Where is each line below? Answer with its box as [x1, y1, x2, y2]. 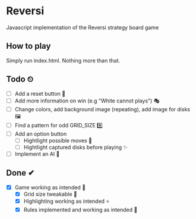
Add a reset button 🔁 [14, 90, 66, 97]
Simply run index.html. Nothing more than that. [6, 57, 121, 64]
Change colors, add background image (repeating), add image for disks [14, 105, 190, 112]
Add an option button [14, 130, 67, 137]
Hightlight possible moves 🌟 [23, 137, 92, 144]
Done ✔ [6, 168, 35, 178]
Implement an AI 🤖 [14, 150, 60, 157]
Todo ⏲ [6, 74, 34, 85]
